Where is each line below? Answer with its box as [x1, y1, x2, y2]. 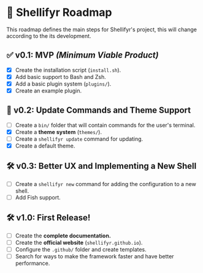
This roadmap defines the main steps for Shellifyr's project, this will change [6, 26, 197, 33]
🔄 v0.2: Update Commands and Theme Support [6, 105, 191, 116]
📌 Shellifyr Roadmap [6, 6, 112, 20]
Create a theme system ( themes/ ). [15, 128, 102, 135]
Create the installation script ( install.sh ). [15, 66, 121, 73]
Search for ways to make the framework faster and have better [15, 253, 174, 260]
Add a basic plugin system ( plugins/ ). [15, 80, 112, 88]
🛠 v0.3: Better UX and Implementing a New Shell [6, 161, 197, 171]
